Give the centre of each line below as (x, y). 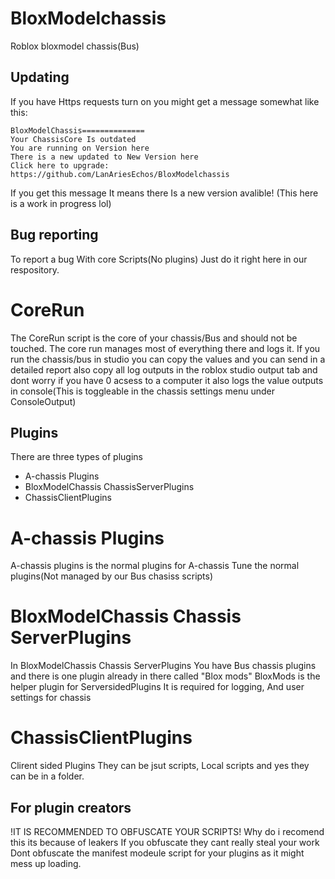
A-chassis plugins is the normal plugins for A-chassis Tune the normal (155, 566)
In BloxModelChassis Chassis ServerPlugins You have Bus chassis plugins (163, 666)
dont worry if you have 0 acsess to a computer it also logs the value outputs (167, 380)
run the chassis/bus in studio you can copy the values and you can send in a (168, 359)
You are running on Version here (80, 148)
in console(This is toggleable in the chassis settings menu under (143, 391)
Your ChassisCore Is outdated (73, 139)
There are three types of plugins (76, 457)
